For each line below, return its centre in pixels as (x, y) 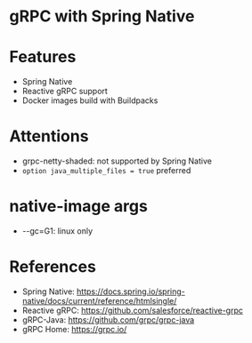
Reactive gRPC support (65, 92)
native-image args (79, 207)
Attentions (49, 136)
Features (43, 57)
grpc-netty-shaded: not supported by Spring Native (117, 161)
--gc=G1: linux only (57, 231)
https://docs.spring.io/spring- (131, 291)
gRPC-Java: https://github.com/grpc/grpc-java (108, 319)
